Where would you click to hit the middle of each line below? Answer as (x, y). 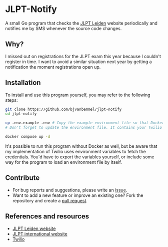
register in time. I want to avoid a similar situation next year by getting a (78, 62)
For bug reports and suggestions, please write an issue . (70, 190)
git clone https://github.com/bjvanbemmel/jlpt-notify (63, 109)
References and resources (47, 216)
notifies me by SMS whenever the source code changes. (63, 28)
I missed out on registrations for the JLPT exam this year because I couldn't (83, 56)
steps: (11, 100)
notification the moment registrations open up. (53, 67)
